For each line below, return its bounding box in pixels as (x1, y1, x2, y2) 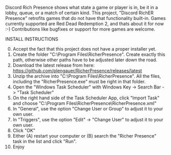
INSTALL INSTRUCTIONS (5, 36, 59, 42)
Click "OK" (12, 127, 36, 134)
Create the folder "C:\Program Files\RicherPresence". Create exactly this (12, 51, 165, 57)
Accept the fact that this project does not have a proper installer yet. (12, 46, 157, 52)
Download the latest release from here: (12, 62, 95, 68)
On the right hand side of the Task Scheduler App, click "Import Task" (12, 95, 160, 101)
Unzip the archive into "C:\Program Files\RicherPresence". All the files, (12, 73, 161, 79)
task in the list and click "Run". (12, 138, 77, 144)
